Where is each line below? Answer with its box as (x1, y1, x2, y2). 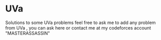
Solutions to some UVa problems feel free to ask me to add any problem (5, 19, 156, 25)
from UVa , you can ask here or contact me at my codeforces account (5, 24, 151, 30)
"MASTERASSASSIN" (5, 30, 50, 36)
